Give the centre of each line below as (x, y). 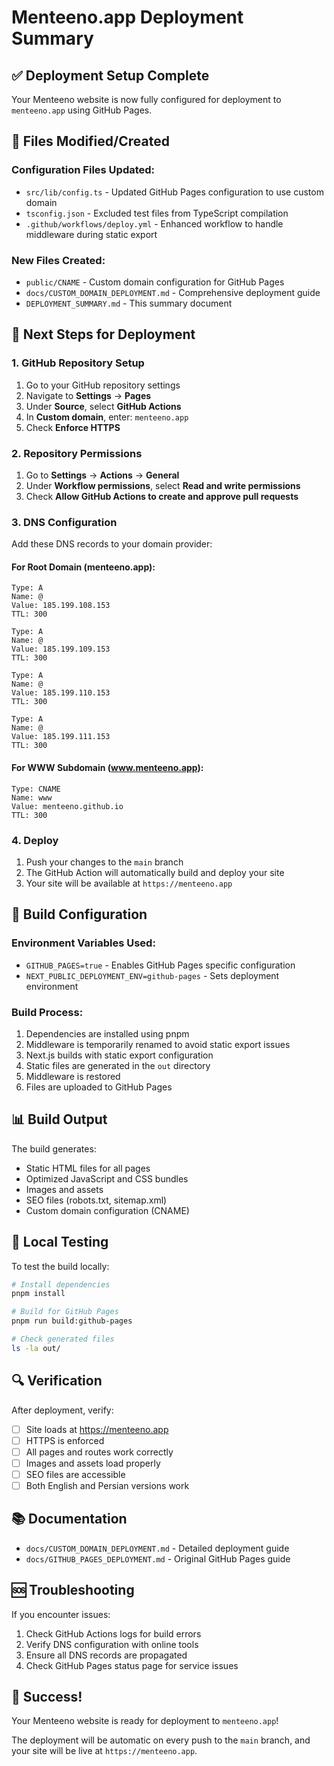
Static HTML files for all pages (88, 1168)
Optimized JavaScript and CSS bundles (107, 1178)
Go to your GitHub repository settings (103, 385)
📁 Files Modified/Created (90, 141)
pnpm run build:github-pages (72, 1321)
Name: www (32, 797)
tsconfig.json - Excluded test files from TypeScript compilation (157, 213)
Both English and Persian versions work (107, 1485)
